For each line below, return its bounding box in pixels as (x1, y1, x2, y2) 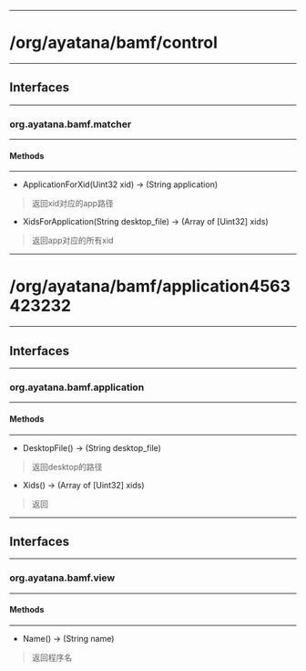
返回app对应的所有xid (31, 235, 114, 246)
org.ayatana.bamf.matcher (9, 118, 132, 131)
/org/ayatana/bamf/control (9, 33, 219, 53)
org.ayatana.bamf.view (9, 571, 116, 584)
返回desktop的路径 (31, 461, 103, 472)
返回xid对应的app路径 (31, 198, 114, 209)
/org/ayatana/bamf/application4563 (9, 276, 291, 297)
